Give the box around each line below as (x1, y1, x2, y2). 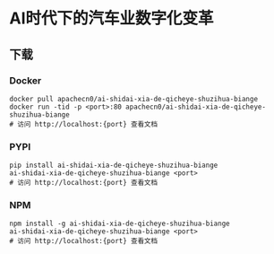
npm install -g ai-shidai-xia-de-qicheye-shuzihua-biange (9, 219, 230, 229)
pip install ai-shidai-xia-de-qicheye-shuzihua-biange (9, 161, 218, 171)
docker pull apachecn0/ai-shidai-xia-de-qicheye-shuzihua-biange (9, 94, 258, 103)
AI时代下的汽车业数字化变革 (9, 8, 214, 29)
